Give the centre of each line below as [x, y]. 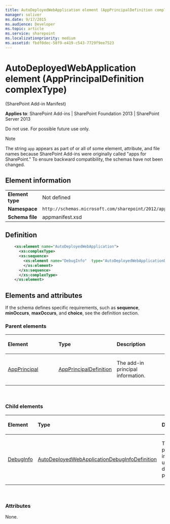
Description [131, 344]
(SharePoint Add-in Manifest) [36, 103]
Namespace [23, 208]
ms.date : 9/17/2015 [26, 19]
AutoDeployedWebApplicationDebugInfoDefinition [97, 459]
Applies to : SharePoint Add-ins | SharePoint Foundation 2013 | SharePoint [82, 113]
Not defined [56, 197]
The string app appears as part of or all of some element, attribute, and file [83, 148]
